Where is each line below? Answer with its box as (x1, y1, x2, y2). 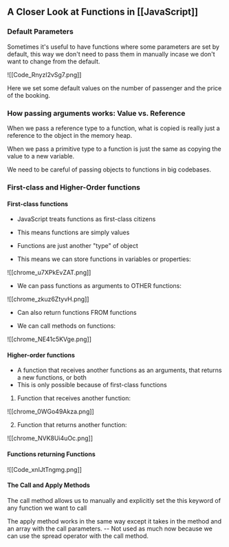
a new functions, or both (17, 373, 87, 382)
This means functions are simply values (17, 228, 130, 237)
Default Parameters (7, 27, 74, 37)
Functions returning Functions (7, 450, 96, 458)
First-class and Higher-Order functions (7, 183, 141, 192)
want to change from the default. (7, 57, 100, 65)
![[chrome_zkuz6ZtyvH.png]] (7, 295, 89, 303)
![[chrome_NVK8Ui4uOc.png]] (7, 434, 94, 442)
